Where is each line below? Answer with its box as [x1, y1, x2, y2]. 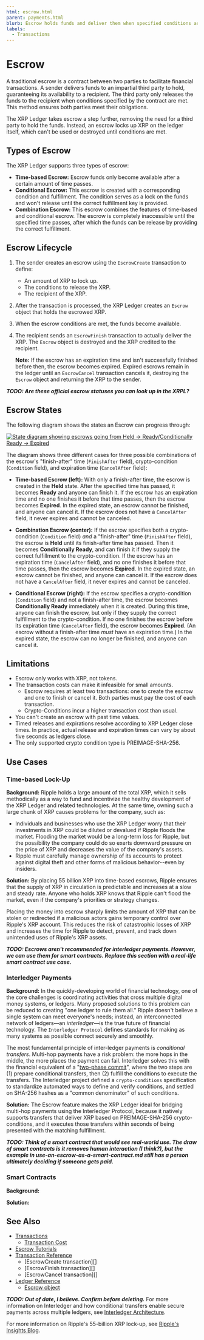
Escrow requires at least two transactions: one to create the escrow [24, 688, 193, 695]
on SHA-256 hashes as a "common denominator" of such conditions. [6, 1089, 179, 1097]
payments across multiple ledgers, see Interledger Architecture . [6, 1308, 166, 1316]
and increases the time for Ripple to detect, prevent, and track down [6, 927, 177, 935]
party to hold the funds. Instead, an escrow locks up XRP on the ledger [6, 122, 184, 129]
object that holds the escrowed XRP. [15, 308, 106, 316]
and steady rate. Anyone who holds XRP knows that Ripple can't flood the [6, 890, 191, 897]
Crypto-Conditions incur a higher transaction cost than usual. [24, 707, 178, 714]
